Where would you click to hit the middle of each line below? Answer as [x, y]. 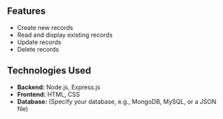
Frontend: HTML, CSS [49, 94]
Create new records [45, 27]
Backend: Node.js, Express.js [58, 87]
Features [26, 11]
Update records [39, 42]
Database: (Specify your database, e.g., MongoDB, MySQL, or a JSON [117, 101]
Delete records [38, 49]
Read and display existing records [65, 35]
